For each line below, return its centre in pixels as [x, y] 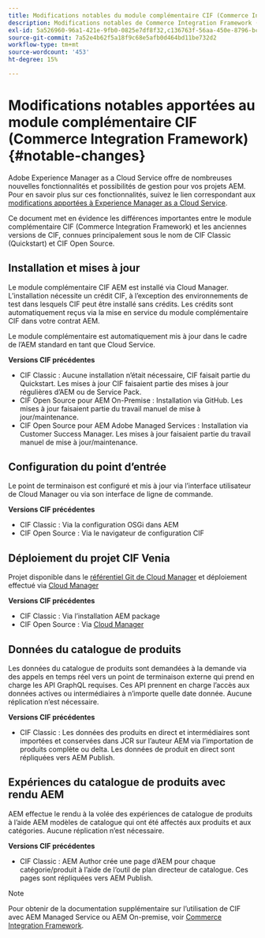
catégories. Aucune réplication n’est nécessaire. [86, 831]
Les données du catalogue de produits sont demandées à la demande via [127, 669]
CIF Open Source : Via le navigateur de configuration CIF [112, 533]
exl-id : [21, 30]
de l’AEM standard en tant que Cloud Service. [82, 344]
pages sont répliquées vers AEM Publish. [86, 878]
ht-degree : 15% [33, 60]
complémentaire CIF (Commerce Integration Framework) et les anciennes [127, 227]
